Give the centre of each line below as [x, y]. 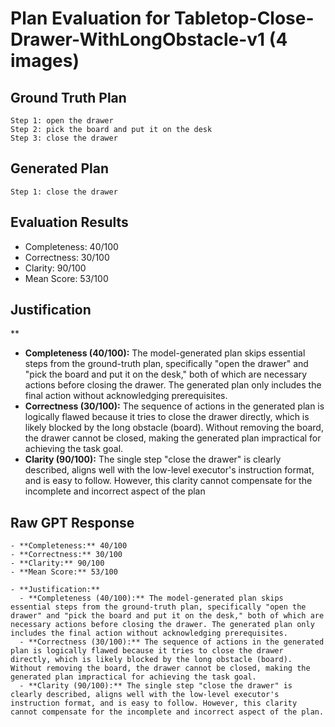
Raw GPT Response [72, 522]
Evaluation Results [69, 222]
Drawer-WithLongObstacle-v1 [138, 39]
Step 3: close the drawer [64, 138]
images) [45, 61]
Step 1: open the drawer [62, 121]
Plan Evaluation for [90, 18]
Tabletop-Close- [244, 18]
